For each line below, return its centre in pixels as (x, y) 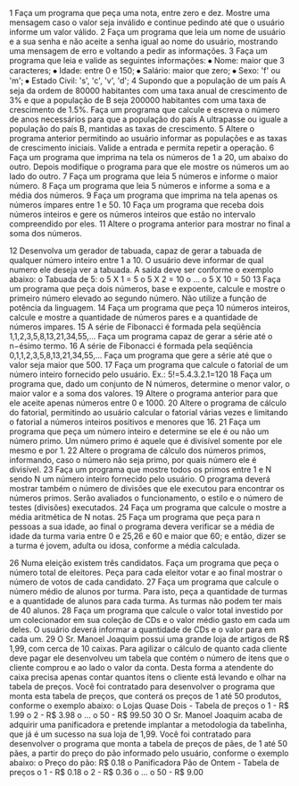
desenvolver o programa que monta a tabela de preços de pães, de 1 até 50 (149, 743)
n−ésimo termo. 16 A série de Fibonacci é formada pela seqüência (131, 346)
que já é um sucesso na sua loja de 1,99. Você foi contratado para (130, 734)
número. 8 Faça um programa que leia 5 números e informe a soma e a (140, 186)
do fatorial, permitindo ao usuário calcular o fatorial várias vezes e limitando (149, 412)
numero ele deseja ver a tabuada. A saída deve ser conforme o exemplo (141, 269)
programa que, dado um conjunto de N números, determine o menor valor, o (149, 384)
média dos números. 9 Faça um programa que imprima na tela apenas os (144, 195)
